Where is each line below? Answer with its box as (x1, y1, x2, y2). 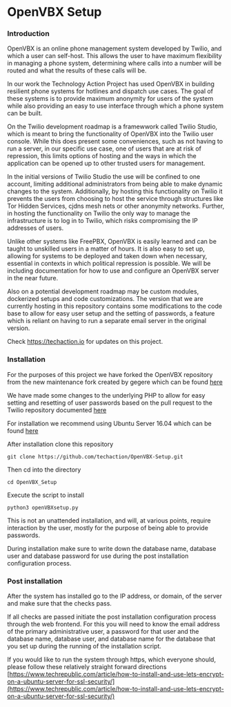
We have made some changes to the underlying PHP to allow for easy (7, 391, 205, 399)
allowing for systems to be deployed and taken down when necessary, (7, 252, 208, 260)
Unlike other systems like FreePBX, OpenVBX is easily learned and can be (7, 238, 217, 246)
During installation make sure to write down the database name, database (7, 544, 217, 552)
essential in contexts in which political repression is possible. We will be (7, 260, 211, 268)
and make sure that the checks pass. (7, 599, 112, 608)
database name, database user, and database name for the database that (7, 635, 216, 643)
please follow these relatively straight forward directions (7, 663, 167, 671)
